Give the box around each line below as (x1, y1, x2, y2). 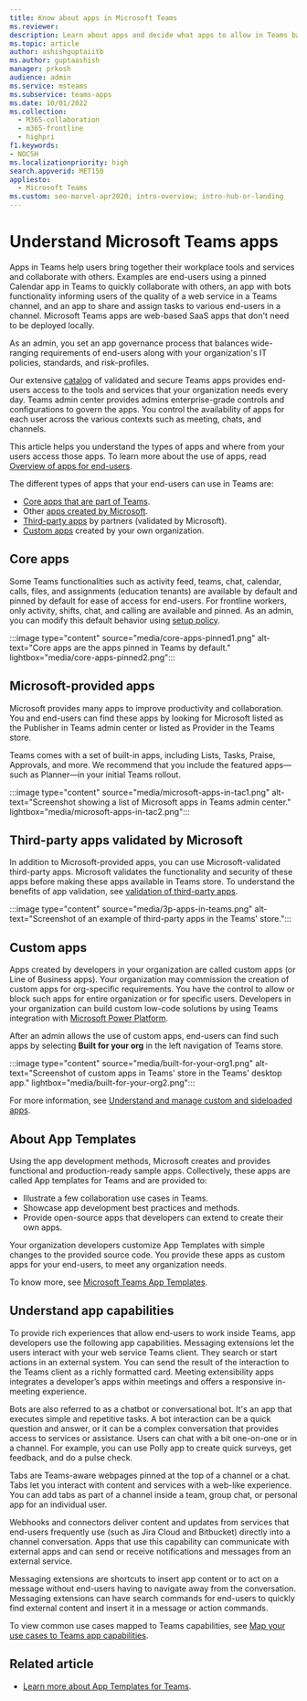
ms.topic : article (9, 38, 79, 48)
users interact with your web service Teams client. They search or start (9, 1346, 278, 1358)
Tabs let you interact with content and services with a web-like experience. (9, 1479, 292, 1491)
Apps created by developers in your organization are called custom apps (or (9, 964, 296, 975)
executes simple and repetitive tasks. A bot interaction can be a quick (9, 1413, 271, 1424)
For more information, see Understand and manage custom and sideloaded (9, 1095, 292, 1107)
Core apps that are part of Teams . (22, 496, 151, 507)
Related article (9, 1656, 94, 1672)
